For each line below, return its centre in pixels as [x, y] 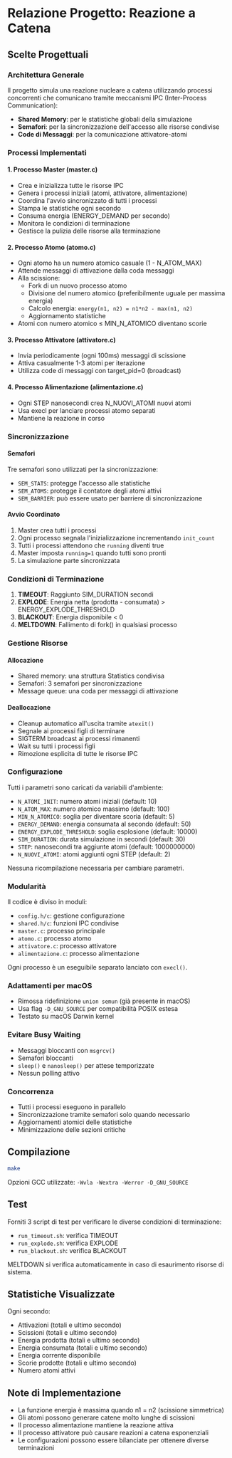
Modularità [27, 886]
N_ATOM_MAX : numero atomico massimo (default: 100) [94, 809]
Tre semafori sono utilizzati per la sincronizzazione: [83, 469]
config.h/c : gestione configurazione [71, 916]
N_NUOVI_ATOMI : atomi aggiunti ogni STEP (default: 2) [94, 854]
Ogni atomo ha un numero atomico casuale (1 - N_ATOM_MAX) [110, 263]
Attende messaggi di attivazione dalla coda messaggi [96, 271]
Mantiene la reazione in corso [61, 418]
